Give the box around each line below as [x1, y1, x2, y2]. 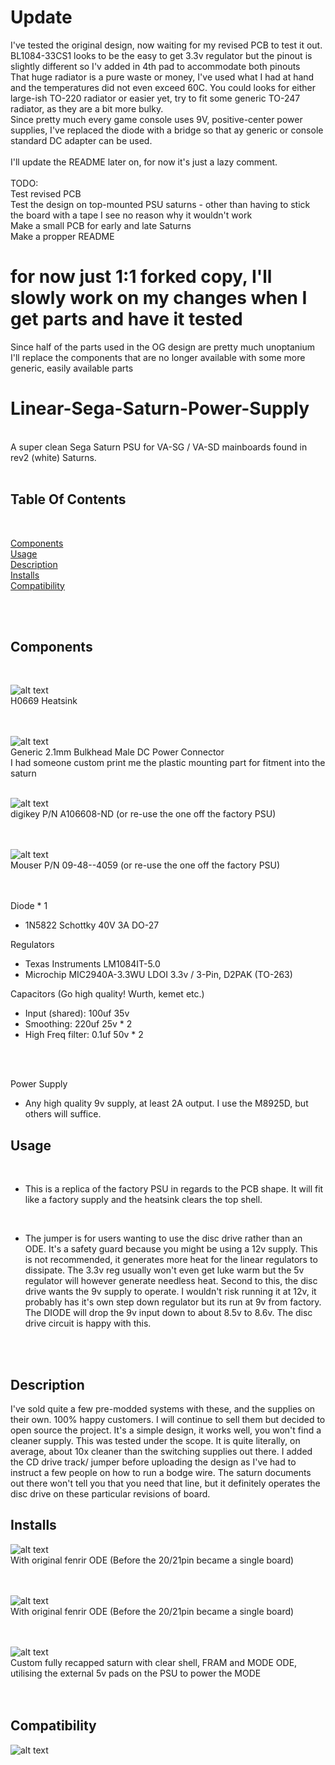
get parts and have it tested [10, 308, 243, 331]
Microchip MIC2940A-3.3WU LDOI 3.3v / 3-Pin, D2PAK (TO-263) [24, 969, 293, 981]
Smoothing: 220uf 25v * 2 [24, 1018, 133, 1030]
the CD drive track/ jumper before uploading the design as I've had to [10, 1456, 297, 1468]
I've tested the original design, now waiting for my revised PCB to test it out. [10, 39, 323, 51]
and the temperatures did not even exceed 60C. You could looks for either [10, 81, 316, 93]
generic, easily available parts [10, 362, 134, 374]
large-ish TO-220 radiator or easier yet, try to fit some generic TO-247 [10, 92, 301, 104]
